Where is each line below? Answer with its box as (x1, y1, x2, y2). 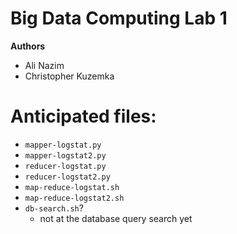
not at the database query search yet (39, 212, 193, 224)
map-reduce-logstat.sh (24, 182, 120, 192)
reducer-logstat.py (24, 161, 107, 171)
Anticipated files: (10, 105, 157, 128)
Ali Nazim (24, 59, 65, 71)
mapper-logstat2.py (24, 150, 107, 161)
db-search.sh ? (24, 202, 84, 214)
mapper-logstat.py (24, 140, 102, 150)
